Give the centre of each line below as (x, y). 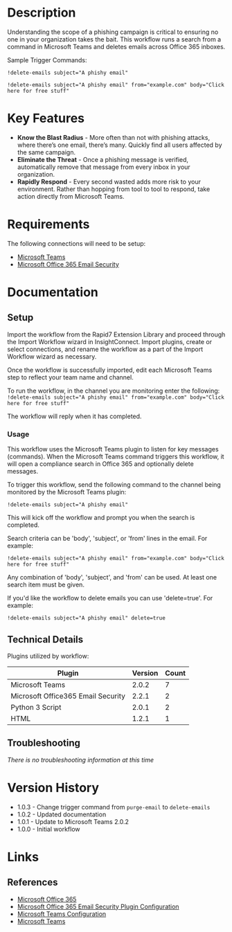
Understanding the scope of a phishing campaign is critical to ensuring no (113, 32)
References (33, 882)
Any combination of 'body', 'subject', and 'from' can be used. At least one (112, 577)
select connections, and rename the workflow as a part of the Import (105, 349)
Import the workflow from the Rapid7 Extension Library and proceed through (116, 334)
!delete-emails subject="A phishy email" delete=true (87, 618)
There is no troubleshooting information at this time (81, 760)
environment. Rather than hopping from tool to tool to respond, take (114, 189)
